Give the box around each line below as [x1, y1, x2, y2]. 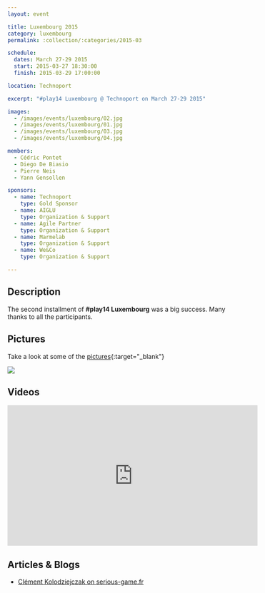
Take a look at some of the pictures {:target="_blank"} [7, 352, 165, 360]
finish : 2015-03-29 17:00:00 [14, 69, 101, 76]
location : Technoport [7, 82, 72, 89]
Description [7, 286, 61, 298]
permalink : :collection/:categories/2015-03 [7, 36, 142, 44]
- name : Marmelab [14, 233, 66, 240]
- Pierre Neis [14, 167, 56, 175]
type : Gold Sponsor [20, 201, 79, 208]
